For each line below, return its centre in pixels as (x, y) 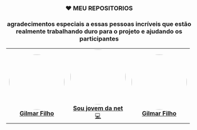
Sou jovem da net (98, 108)
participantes (99, 38)
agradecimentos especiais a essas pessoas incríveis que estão (99, 24)
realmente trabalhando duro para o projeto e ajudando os (99, 31)
